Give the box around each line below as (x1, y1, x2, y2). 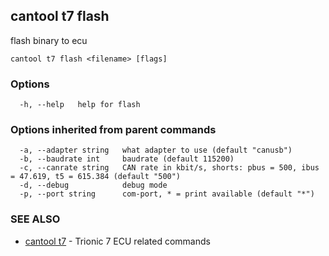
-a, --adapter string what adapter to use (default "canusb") (19, 145, 293, 156)
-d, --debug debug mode (19, 180, 168, 191)
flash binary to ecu (10, 34, 88, 46)
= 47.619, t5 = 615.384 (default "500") (10, 172, 182, 182)
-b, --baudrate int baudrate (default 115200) (19, 154, 235, 164)
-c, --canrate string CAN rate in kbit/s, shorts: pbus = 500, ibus (19, 163, 320, 173)
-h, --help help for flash (19, 100, 141, 110)
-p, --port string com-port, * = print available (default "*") (19, 189, 315, 199)
